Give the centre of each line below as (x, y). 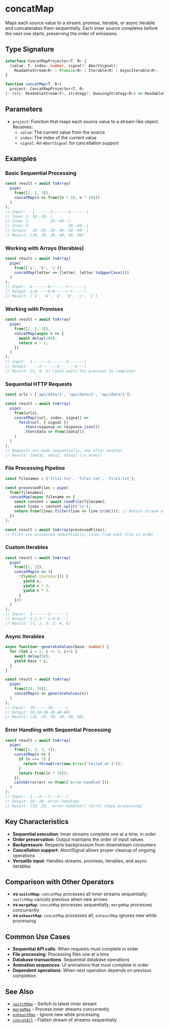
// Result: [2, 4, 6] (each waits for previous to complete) (71, 371)
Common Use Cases (38, 937)
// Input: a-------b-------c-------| (46, 287)
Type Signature (30, 49)
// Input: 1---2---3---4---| (37, 797)
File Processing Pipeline (35, 468)
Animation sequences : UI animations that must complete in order (81, 965)
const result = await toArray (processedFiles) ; (56, 530)
